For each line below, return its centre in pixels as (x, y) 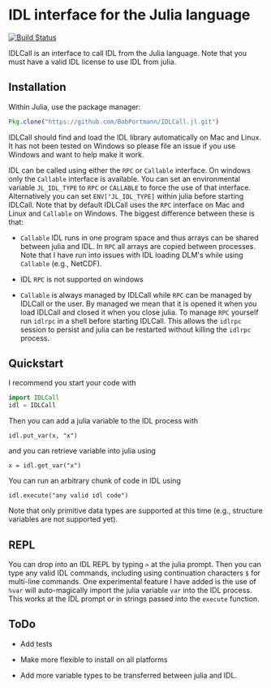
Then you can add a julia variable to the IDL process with (103, 421)
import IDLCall (34, 398)
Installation (37, 87)
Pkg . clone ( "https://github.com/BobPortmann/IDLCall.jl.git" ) (114, 122)
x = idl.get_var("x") (45, 466)
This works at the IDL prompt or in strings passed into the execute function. (134, 599)
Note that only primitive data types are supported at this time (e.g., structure (136, 511)
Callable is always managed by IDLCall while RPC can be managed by (136, 295)
